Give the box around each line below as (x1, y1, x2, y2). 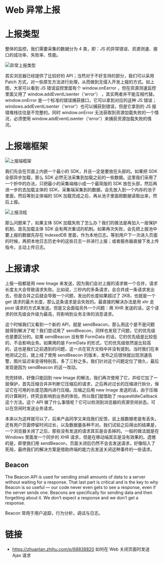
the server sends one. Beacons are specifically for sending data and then (5, 490, 153, 495)
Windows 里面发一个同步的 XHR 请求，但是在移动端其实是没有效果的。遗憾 (5, 434, 156, 440)
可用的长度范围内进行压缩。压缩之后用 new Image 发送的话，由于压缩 (18, 387, 158, 392)
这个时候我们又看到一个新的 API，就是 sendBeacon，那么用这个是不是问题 (5, 321, 155, 327)
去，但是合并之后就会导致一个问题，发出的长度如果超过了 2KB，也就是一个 (5, 293, 156, 298)
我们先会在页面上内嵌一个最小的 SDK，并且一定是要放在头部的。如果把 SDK (5, 169, 158, 174)
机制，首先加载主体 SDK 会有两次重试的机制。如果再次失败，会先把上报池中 (5, 226, 158, 232)
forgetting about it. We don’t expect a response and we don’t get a (5, 494, 139, 500)
